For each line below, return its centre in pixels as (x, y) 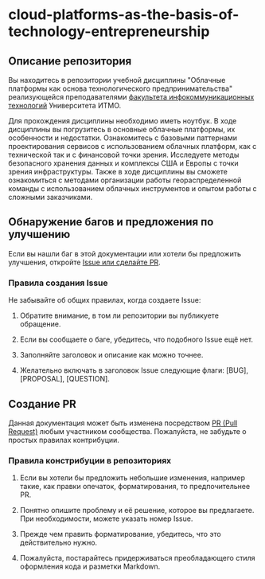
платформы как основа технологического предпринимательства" (121, 88)
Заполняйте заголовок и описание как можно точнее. (111, 355)
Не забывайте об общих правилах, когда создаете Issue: (105, 300)
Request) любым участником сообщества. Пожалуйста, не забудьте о (127, 431)
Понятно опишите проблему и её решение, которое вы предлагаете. (137, 511)
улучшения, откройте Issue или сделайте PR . (84, 262)
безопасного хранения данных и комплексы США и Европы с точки (123, 163)
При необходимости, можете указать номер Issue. (106, 518)
